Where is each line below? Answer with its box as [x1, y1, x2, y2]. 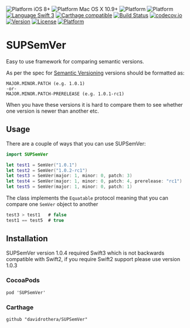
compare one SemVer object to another [6, 201, 99, 208]
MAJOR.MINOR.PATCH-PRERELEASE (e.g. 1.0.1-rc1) [6, 91, 125, 97]
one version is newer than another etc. [6, 107, 99, 114]
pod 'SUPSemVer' [6, 289, 46, 296]
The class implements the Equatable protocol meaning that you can [6, 194, 169, 201]
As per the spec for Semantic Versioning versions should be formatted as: [6, 69, 185, 76]
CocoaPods [6, 276, 40, 285]
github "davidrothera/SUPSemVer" [6, 317, 88, 323]
